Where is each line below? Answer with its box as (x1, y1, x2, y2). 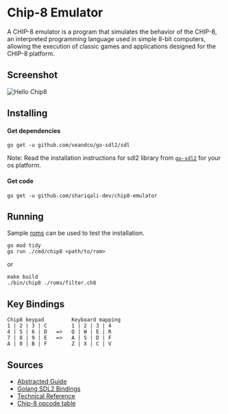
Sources (7, 359, 44, 371)
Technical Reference (16, 391, 75, 400)
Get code (7, 176, 34, 185)
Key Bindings (7, 298, 65, 310)
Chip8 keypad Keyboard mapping (7, 317, 121, 323)
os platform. (7, 161, 41, 170)
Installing (7, 108, 48, 119)
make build (7, 273, 38, 281)
